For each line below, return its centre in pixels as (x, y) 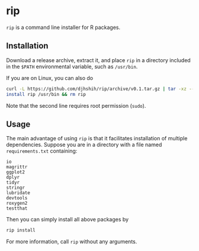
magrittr (17, 167)
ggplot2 (16, 172)
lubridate (18, 193)
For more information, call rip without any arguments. (72, 242)
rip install (21, 230)
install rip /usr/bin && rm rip (46, 94)
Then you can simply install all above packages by (68, 220)
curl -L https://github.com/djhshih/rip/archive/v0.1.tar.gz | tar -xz (96, 89)
